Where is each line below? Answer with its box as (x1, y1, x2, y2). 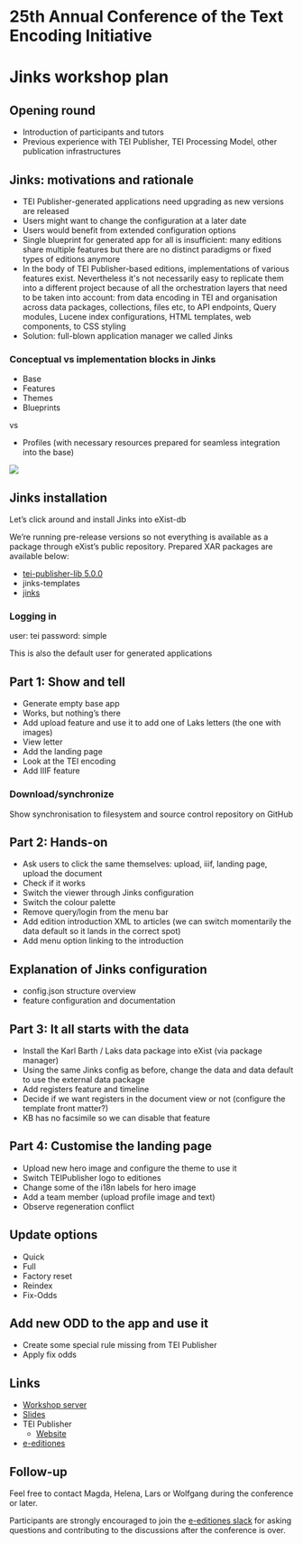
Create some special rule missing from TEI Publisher (22, 1340, 217, 1351)
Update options (9, 1227, 98, 1243)
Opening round (9, 102, 96, 118)
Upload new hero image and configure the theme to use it (22, 1163, 237, 1174)
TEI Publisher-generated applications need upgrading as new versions (22, 196, 284, 207)
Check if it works (22, 878, 86, 889)
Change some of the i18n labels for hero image (22, 1182, 197, 1193)
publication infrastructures (22, 146, 122, 157)
